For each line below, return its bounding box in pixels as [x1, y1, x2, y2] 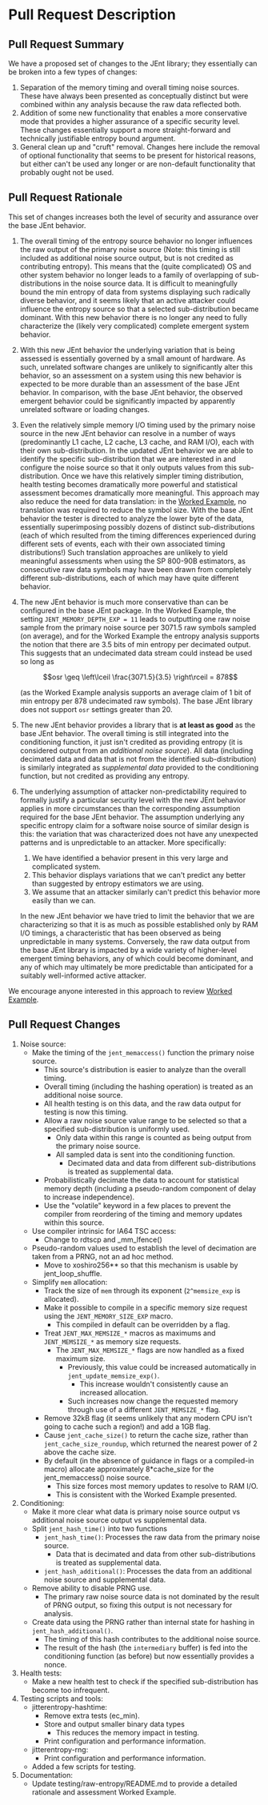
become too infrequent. [31, 1685, 110, 1695]
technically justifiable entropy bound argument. [19, 134, 176, 143]
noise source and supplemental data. [43, 1575, 166, 1584]
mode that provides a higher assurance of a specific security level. [19, 117, 240, 126]
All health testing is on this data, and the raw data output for [43, 1099, 242, 1108]
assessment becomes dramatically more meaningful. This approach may [19, 488, 260, 498]
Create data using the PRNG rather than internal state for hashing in [31, 1617, 255, 1627]
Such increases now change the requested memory [67, 1396, 238, 1406]
